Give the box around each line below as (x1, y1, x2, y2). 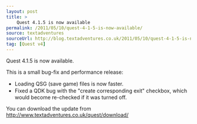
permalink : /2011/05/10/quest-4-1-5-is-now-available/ (6, 25, 143, 31)
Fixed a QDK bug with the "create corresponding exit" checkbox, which (14, 87, 188, 94)
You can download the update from (6, 105, 91, 112)
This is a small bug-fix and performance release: (6, 68, 124, 75)
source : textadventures (6, 30, 64, 36)
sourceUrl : (6, 36, 33, 42)
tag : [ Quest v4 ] (6, 42, 46, 47)
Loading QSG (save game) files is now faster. (14, 80, 124, 87)
